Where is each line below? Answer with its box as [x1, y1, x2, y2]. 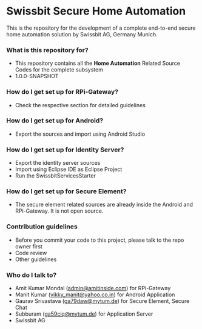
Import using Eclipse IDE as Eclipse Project [15, 165, 123, 173]
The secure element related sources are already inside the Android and [15, 201, 193, 208]
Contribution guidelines [6, 222, 78, 231]
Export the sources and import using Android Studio [15, 130, 146, 138]
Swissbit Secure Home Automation [6, 4, 186, 18]
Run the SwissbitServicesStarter [15, 172, 96, 179]
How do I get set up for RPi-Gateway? [6, 88, 118, 96]
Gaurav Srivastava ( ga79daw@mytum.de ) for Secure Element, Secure [15, 297, 190, 305]
